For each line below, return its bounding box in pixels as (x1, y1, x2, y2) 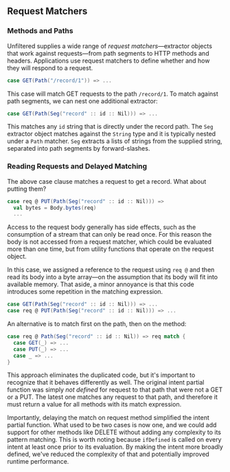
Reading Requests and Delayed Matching (7, 162, 148, 171)
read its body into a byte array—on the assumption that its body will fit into (7, 273, 218, 281)
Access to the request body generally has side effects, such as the (7, 223, 196, 231)
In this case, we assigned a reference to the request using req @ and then (7, 266, 215, 274)
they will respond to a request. (7, 63, 93, 72)
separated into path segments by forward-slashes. (7, 144, 150, 153)
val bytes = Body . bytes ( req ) (13, 204, 97, 211)
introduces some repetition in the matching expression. (7, 288, 163, 296)
